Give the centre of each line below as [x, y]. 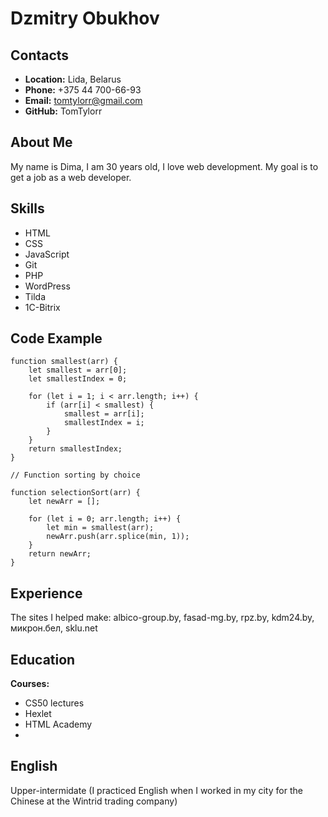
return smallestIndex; [75, 449]
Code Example [56, 338]
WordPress [47, 286]
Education [43, 659]
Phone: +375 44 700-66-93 [83, 90]
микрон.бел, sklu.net [54, 628]
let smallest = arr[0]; [78, 370]
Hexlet [38, 714]
